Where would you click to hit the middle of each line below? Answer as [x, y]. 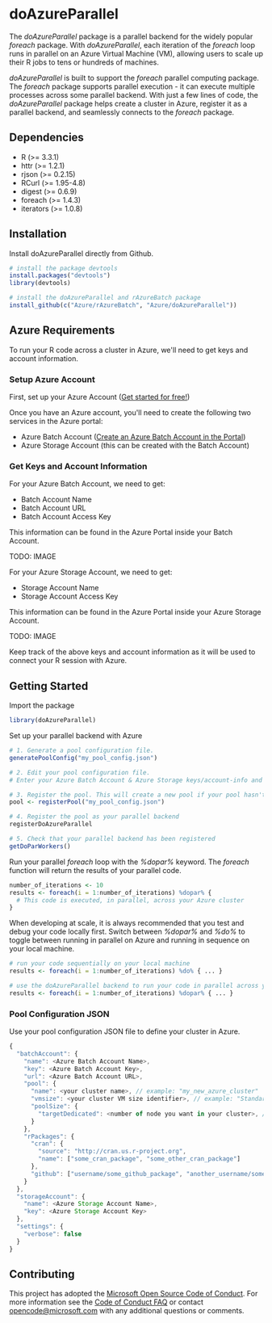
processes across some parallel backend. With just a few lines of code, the [134, 94]
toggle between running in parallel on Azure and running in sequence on [130, 940]
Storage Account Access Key [69, 596]
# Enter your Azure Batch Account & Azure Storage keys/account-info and [136, 780]
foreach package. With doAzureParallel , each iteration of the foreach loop [132, 44]
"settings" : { [40, 1227]
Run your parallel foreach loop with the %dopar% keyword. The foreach [129, 862]
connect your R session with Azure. [68, 661]
